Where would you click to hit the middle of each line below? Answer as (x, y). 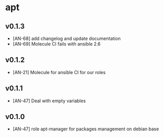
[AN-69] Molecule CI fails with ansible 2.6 (57, 44)
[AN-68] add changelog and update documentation (66, 38)
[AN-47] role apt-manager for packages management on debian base (86, 129)
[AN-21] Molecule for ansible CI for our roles (59, 72)
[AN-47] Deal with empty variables (49, 101)
